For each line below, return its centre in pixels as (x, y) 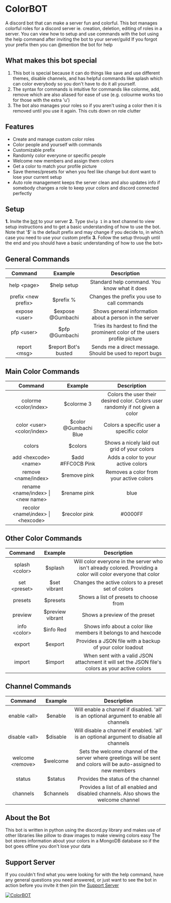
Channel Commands (38, 686)
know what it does (125, 288)
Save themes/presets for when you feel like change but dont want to (84, 172)
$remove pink (78, 475)
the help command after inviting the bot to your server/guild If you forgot (81, 39)
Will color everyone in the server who (118, 561)
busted (64, 353)
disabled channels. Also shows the (119, 793)
